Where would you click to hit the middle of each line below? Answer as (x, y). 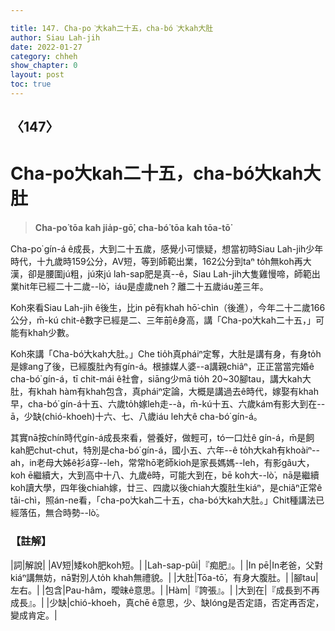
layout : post (37, 75)
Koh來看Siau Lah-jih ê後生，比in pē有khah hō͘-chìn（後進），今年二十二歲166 (168, 308)
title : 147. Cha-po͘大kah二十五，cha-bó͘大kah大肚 (112, 28)
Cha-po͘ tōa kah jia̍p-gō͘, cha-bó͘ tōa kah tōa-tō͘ (132, 228)
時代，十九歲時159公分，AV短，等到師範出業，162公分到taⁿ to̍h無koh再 (156, 262)
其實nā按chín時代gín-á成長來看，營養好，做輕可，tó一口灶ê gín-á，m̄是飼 (162, 438)
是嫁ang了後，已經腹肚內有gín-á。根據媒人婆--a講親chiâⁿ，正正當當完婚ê (162, 367)
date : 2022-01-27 (46, 47)
